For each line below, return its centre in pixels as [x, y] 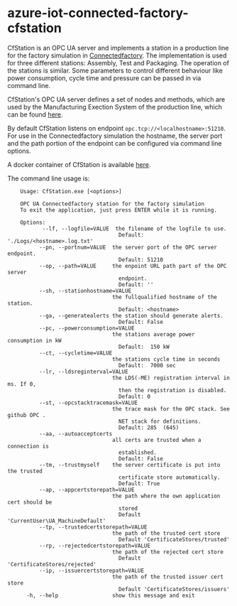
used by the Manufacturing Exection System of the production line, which [115, 107]
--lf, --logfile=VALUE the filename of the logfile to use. [134, 229]
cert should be [30, 502]
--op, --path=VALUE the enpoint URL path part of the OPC [133, 266]
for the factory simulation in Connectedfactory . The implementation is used [117, 55]
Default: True [139, 483]
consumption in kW [34, 340]
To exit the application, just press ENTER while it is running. [119, 210]
